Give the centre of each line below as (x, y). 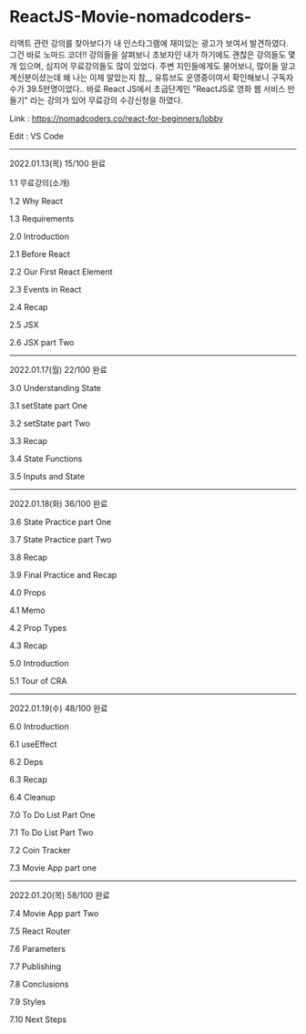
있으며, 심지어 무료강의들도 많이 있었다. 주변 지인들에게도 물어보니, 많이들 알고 (157, 66)
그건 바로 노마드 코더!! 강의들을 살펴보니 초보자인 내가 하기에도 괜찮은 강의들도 (148, 54)
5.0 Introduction (39, 663)
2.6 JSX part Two (42, 342)
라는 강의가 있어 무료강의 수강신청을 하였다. (107, 100)
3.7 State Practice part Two (61, 539)
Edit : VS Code (36, 136)
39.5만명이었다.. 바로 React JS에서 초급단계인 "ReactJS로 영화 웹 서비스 (156, 88)
